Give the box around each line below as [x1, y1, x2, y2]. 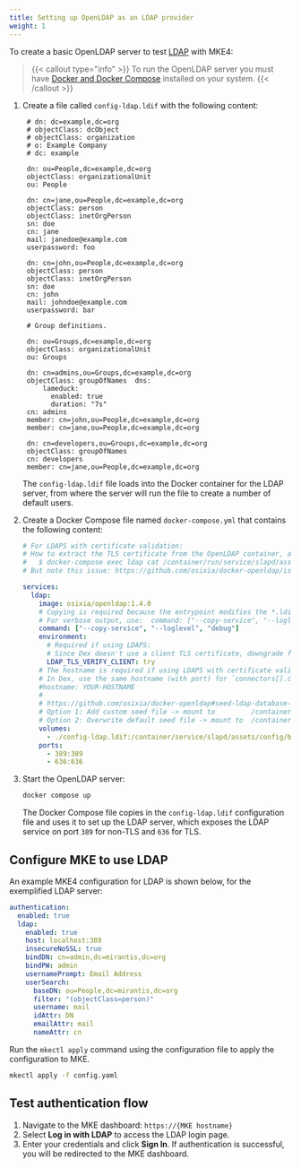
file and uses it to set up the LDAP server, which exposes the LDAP [21, 817, 270, 827]
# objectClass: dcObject [26, 125, 119, 134]
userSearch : [25, 978, 70, 987]
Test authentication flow [9, 1095, 149, 1112]
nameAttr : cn [32, 1028, 82, 1037]
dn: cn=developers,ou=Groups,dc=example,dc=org [26, 438, 208, 448]
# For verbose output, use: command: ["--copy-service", [39, 616, 260, 625]
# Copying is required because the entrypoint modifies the [39, 607, 268, 617]
